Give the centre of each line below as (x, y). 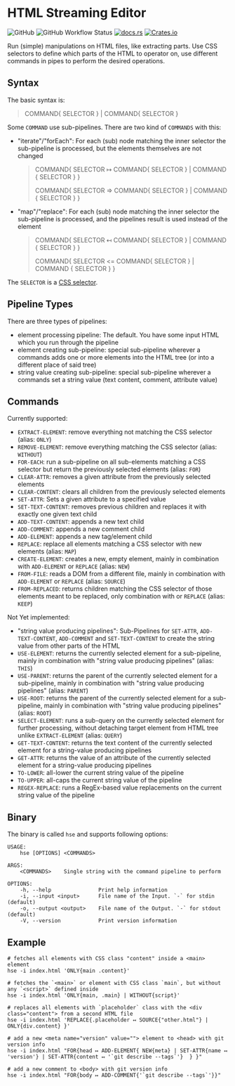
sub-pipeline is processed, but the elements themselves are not (109, 148)
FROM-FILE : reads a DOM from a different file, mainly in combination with (121, 574)
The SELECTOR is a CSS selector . (53, 282)
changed (30, 155)
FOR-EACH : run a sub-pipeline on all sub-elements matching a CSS (112, 462)
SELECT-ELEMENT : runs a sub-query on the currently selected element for (121, 721)
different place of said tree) (57, 365)
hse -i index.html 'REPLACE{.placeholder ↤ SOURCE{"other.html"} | (108, 1020)
